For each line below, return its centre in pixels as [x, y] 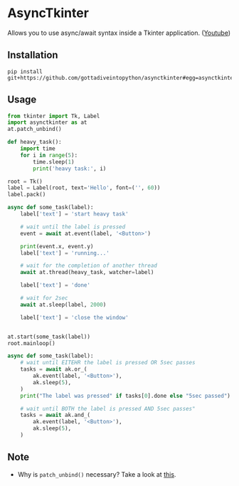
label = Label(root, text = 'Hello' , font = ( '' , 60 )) [84, 188]
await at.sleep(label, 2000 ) [63, 305]
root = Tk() [25, 181]
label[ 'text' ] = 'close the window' [75, 317]
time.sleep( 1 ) [54, 162]
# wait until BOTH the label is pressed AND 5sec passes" [108, 408]
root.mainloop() [31, 343]
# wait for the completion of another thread [89, 266]
